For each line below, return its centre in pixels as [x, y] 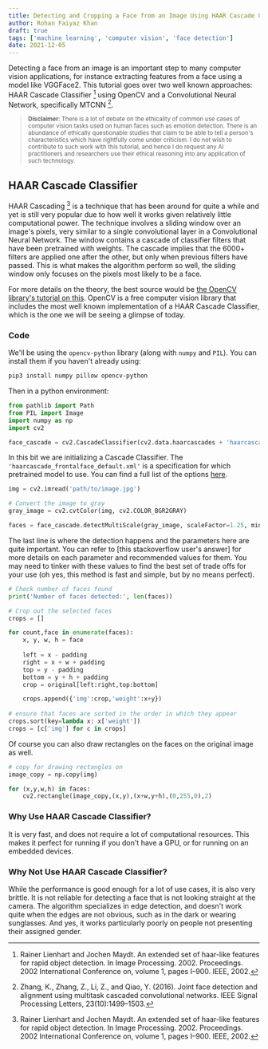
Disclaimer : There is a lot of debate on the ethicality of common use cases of [134, 119]
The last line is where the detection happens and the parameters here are [129, 540]
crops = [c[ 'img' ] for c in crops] [67, 728]
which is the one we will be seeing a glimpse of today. [97, 314]
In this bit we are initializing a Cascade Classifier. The [96, 457]
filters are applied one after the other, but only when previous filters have [128, 257]
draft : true [28, 30]
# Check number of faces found [60, 589]
